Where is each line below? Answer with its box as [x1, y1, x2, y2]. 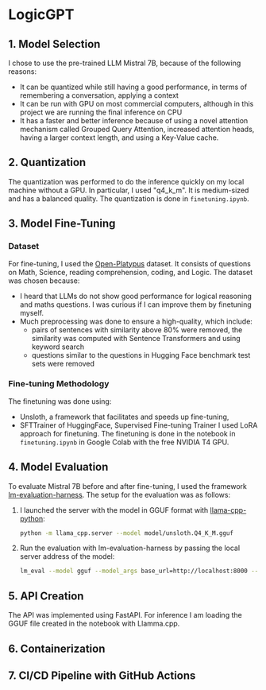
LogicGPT [8, 6, 75, 24]
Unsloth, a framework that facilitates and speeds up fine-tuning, [19, 412, 229, 421]
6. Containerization [8, 642, 106, 655]
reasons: [8, 67, 37, 76]
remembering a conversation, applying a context [19, 91, 179, 100]
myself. [19, 308, 44, 317]
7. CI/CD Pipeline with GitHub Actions [8, 669, 196, 682]
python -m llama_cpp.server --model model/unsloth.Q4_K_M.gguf [19, 529, 234, 537]
